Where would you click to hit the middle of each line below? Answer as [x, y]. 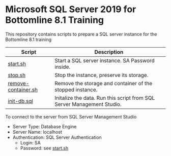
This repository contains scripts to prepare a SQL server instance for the [81, 34]
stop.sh [17, 75]
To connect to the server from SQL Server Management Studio [71, 116]
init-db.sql [20, 101]
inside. [62, 67]
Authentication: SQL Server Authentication [57, 137]
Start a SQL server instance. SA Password [105, 60]
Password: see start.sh [44, 148]
